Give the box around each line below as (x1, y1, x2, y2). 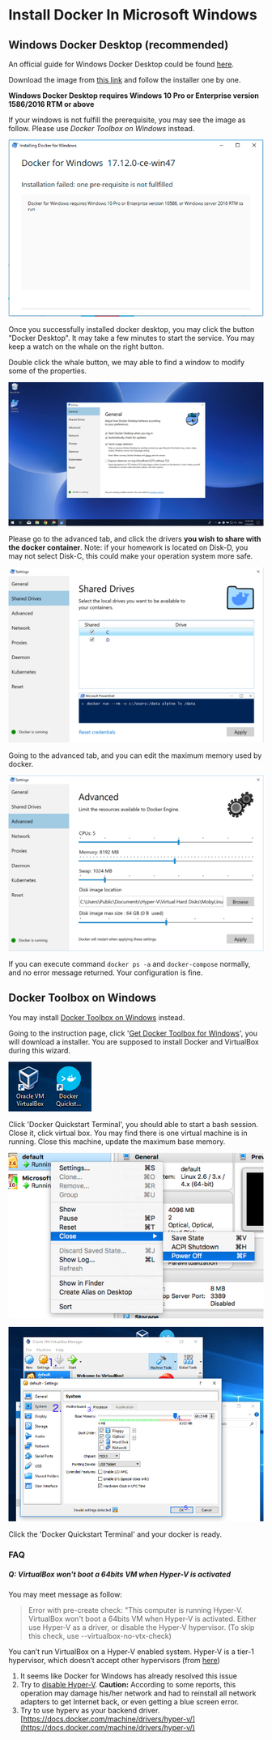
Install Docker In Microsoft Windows (8, 6, 257, 24)
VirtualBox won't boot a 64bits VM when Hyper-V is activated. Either (28, 1614, 257, 1624)
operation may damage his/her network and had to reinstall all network (19, 1688, 257, 1698)
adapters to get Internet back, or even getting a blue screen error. (19, 1697, 240, 1707)
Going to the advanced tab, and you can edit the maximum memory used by (8, 751, 262, 760)
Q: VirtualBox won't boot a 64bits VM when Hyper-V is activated (8, 1569, 232, 1580)
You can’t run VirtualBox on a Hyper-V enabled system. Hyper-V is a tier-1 (8, 1647, 255, 1657)
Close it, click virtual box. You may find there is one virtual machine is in (8, 1128, 249, 1138)
